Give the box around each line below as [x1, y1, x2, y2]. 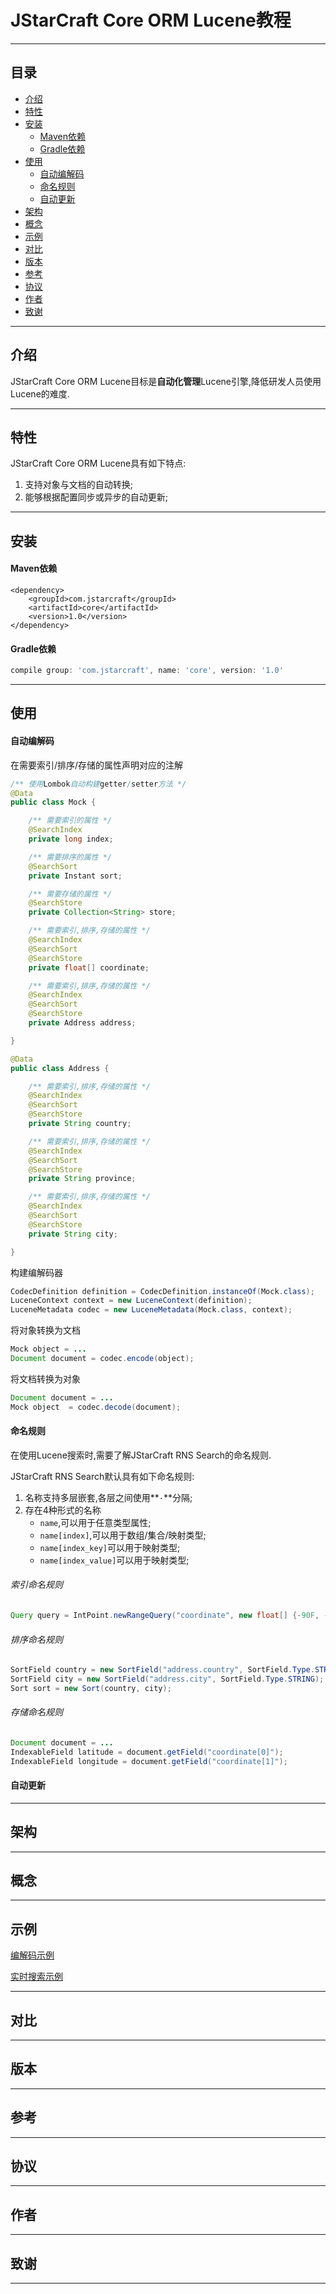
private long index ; [28, 834, 114, 845]
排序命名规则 [10, 1633, 63, 1645]
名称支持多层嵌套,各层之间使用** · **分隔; [24, 1491, 193, 1503]
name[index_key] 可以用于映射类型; [39, 1541, 181, 1553]
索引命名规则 [10, 1579, 63, 1591]
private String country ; [28, 1119, 132, 1129]
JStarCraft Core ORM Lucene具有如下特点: [10, 457, 187, 470]
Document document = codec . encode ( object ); [10, 1354, 195, 1364]
